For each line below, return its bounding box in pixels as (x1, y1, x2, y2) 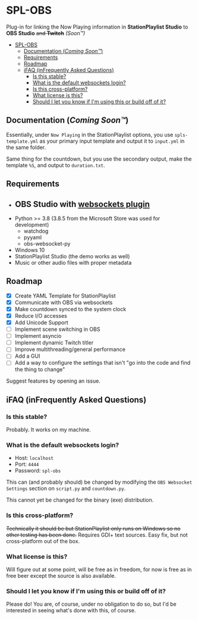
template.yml (6, 138, 39, 145)
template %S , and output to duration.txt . (6, 161, 105, 168)
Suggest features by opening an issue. (6, 377, 101, 384)
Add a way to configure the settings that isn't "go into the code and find (14, 359, 191, 367)
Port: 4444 (14, 461, 39, 468)
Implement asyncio (14, 333, 62, 340)
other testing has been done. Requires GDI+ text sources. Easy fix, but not (6, 531, 188, 538)
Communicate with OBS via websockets (14, 299, 113, 306)
